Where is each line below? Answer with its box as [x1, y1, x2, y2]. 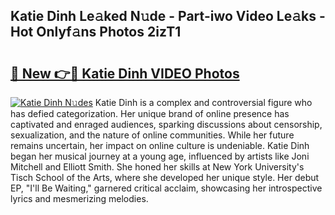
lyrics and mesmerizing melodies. [10, 193, 149, 204]
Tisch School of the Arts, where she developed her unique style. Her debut [10, 172, 320, 183]
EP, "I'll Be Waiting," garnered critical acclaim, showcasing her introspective [10, 182, 323, 194]
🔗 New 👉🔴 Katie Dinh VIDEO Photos [10, 65, 240, 82]
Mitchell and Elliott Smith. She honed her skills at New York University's [10, 161, 305, 173]
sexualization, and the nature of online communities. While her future [10, 129, 295, 141]
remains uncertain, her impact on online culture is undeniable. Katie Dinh [10, 140, 310, 151]
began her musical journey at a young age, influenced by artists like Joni [10, 150, 310, 162]
